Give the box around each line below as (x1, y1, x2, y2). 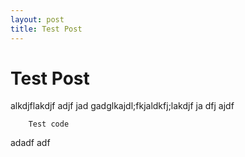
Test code (28, 119, 70, 130)
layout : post (10, 14, 65, 25)
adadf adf (10, 137, 51, 149)
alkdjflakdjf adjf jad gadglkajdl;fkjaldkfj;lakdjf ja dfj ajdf (10, 100, 235, 112)
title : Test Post (10, 24, 83, 34)
